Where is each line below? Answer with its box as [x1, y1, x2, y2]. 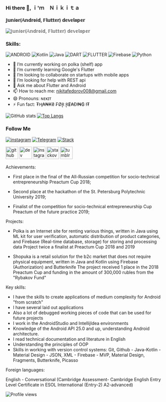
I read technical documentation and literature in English [12, 336, 126, 342]
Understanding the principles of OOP [12, 341, 89, 347]
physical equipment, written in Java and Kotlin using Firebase [12, 258, 138, 264]
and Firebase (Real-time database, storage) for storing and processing [12, 239, 157, 244]
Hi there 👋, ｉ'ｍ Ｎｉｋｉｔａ [5, 4, 80, 11]
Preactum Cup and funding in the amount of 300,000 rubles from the [12, 269, 154, 275]
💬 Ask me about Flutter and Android [12, 82, 86, 88]
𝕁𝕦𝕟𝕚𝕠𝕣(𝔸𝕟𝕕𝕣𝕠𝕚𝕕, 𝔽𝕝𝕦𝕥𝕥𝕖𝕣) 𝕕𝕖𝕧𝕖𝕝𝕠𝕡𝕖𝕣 [5, 17, 86, 23]
